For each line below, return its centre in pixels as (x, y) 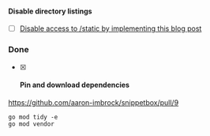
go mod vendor (32, 124)
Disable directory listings (50, 11)
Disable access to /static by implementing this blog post (111, 28)
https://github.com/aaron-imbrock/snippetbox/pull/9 (94, 102)
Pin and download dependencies (75, 85)
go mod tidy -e (33, 117)
